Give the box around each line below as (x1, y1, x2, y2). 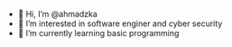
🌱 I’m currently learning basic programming (17, 28, 180, 38)
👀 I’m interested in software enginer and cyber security (17, 18, 223, 29)
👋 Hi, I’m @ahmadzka (17, 9, 97, 19)
